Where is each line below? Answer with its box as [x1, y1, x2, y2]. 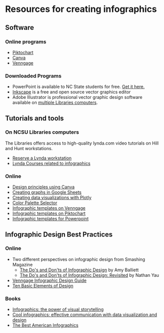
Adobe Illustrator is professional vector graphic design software [12, 94, 143, 100]
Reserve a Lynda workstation [12, 155, 72, 161]
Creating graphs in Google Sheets [12, 189, 82, 195]
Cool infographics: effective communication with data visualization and [12, 312, 158, 318]
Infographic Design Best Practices [5, 230, 113, 239]
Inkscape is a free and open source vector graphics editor [12, 89, 131, 95]
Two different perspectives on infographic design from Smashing [12, 256, 145, 262]
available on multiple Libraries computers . [12, 99, 98, 105]
